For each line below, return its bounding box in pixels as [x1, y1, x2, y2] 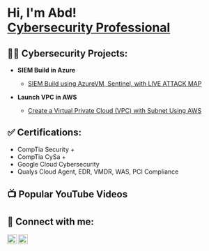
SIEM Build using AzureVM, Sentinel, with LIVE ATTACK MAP [27, 79, 202, 88]
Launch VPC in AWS [17, 93, 77, 101]
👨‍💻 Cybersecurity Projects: [7, 47, 128, 59]
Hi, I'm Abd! [7, 5, 77, 21]
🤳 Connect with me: [7, 215, 94, 227]
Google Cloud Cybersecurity [17, 160, 100, 168]
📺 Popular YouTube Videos [7, 188, 127, 200]
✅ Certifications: [7, 127, 82, 139]
